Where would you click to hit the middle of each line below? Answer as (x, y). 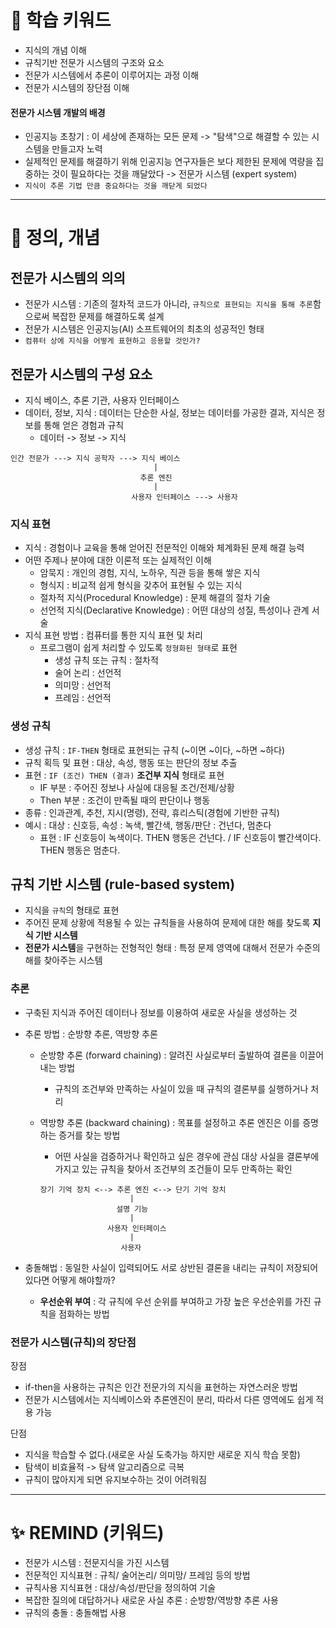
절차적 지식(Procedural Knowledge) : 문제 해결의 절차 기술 (155, 598)
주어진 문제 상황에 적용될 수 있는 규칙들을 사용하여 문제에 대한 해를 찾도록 (167, 923)
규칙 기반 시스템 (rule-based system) (123, 884)
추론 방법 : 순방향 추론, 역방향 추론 (91, 1033)
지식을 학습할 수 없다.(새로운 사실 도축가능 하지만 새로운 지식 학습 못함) (162, 1454)
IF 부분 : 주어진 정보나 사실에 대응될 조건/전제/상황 (137, 787)
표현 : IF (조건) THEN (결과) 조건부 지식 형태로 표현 (124, 775)
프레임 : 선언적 (83, 698)
